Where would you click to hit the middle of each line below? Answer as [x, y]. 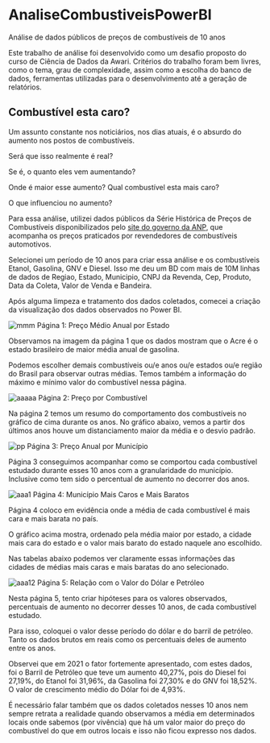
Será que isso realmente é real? [61, 156]
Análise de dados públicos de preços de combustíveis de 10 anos [117, 37]
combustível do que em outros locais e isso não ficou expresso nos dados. [133, 730]
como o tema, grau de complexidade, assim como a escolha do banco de [130, 69]
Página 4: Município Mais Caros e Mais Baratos [111, 494]
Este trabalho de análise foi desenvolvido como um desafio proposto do [128, 52]
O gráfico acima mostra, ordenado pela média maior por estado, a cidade [130, 534]
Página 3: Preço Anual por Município [87, 446]
